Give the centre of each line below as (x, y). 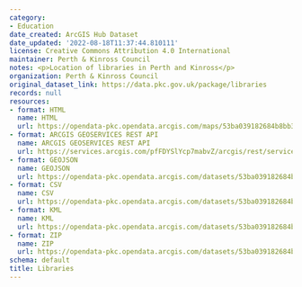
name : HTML (38, 118)
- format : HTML (38, 110)
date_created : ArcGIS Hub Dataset (74, 34)
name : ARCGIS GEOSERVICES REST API (84, 143)
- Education (31, 26)
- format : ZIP (36, 235)
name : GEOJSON (44, 168)
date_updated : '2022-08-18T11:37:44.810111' (94, 43)
